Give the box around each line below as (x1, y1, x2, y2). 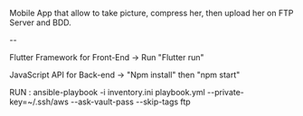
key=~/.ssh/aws (9, 96, 70, 107)
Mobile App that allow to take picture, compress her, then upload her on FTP (9, 8, 294, 18)
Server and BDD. (9, 17, 72, 28)
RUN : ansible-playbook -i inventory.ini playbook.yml (9, 87, 205, 97)
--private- (206, 87, 244, 97)
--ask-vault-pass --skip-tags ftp (71, 96, 192, 107)
